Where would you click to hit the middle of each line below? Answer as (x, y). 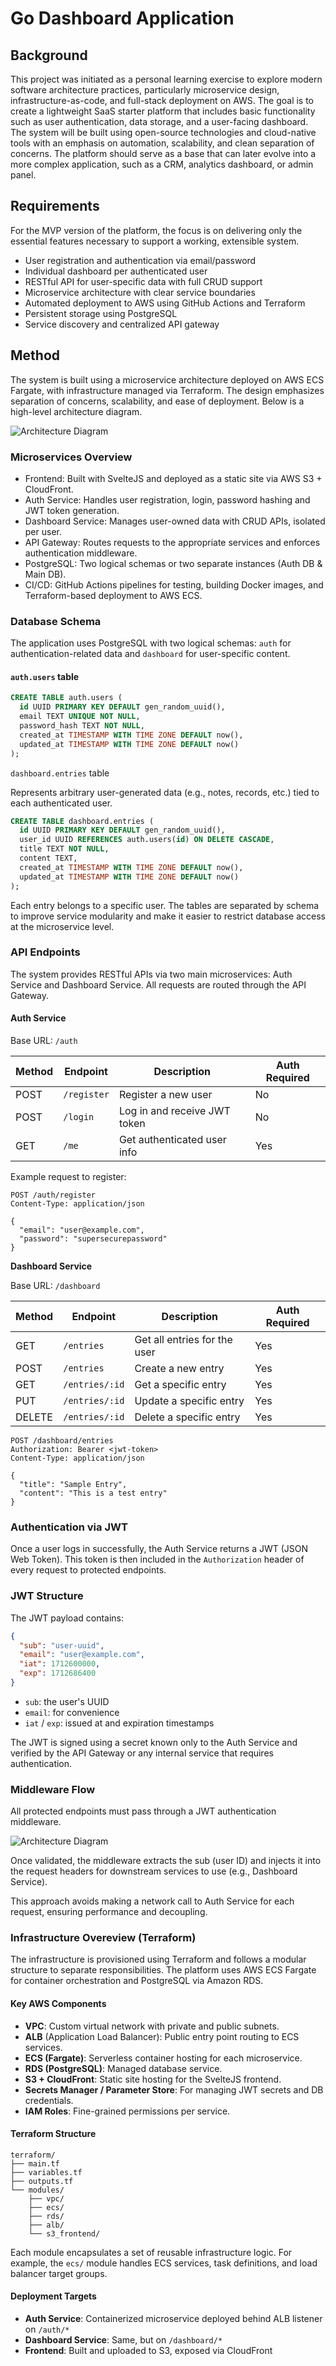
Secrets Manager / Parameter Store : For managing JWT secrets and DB (174, 2089)
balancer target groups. (59, 2273)
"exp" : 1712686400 (58, 1673)
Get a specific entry (180, 1385)
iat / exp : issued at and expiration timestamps (119, 1723)
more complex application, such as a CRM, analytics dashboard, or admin (162, 164)
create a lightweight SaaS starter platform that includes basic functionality (163, 111)
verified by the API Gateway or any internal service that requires (142, 1753)
